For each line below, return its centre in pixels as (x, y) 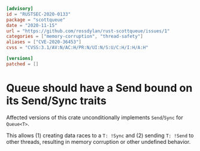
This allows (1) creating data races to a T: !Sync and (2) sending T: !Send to (100, 135)
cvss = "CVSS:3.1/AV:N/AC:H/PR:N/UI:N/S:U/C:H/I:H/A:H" (77, 48)
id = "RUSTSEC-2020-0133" (38, 14)
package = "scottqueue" (36, 20)
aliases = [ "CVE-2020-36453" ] (44, 42)
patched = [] (22, 64)
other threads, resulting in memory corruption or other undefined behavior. (99, 141)
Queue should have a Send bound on (99, 88)
